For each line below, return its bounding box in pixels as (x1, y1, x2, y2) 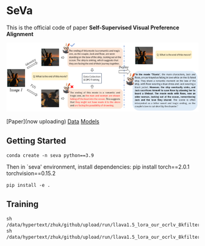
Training (6, 199, 39, 209)
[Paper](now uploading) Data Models (6, 118, 99, 125)
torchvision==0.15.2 (6, 170, 56, 177)
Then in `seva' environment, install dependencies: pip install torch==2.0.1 (6, 163, 190, 171)
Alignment (6, 30, 34, 37)
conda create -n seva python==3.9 (6, 153, 95, 159)
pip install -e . (6, 183, 51, 189)
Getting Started (6, 136, 67, 146)
